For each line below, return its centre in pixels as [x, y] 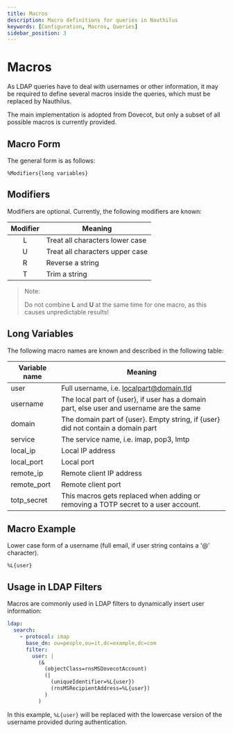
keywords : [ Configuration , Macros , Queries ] [72, 26]
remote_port [31, 485]
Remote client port [91, 485]
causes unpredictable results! [67, 312]
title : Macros [28, 14]
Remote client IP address [102, 473]
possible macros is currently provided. [62, 122]
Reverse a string [72, 262]
